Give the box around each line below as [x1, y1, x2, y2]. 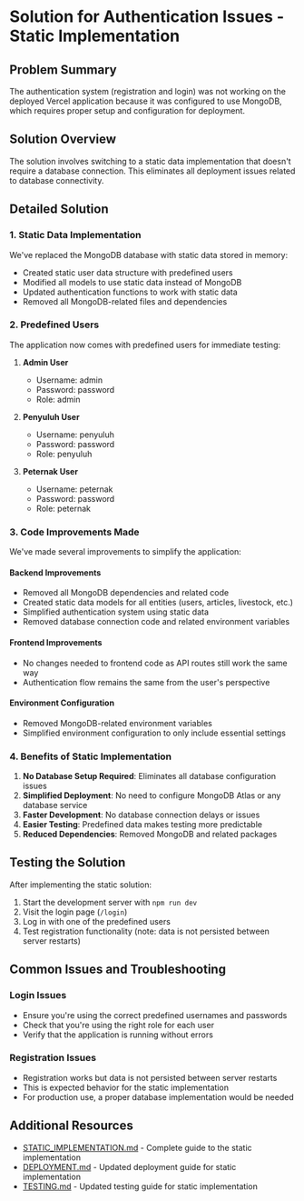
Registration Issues [9, 1052, 97, 1065]
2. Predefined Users [9, 318, 100, 331]
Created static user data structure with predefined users [22, 266, 233, 278]
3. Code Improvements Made [9, 525, 140, 538]
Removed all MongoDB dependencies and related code [22, 587, 230, 598]
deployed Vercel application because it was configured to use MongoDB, [9, 95, 283, 106]
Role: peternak [35, 503, 91, 514]
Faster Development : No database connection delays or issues [22, 809, 260, 820]
